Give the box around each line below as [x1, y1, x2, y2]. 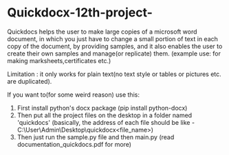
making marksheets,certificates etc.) [7, 56, 111, 64]
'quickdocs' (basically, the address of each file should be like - [17, 118, 195, 126]
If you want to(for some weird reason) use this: [7, 91, 140, 99]
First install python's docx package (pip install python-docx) [17, 104, 188, 112]
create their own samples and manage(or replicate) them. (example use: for [7, 49, 221, 58]
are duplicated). [7, 77, 52, 85]
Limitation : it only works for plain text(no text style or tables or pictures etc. [7, 70, 221, 78]
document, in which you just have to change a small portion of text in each [7, 34, 219, 43]
